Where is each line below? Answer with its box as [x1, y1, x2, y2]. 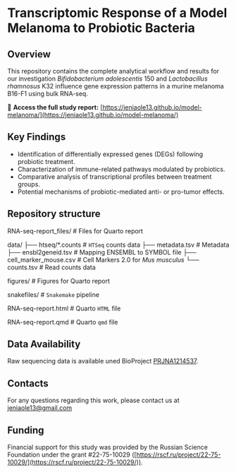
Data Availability [7, 338, 81, 351]
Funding [7, 424, 44, 436]
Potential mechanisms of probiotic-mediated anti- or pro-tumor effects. [17, 187, 225, 196]
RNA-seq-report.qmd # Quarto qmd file [7, 317, 118, 326]
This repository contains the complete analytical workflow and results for [7, 67, 220, 75]
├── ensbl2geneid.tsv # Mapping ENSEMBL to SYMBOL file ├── [7, 247, 197, 256]
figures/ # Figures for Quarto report [7, 276, 111, 285]
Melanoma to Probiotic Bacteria [7, 20, 196, 36]
